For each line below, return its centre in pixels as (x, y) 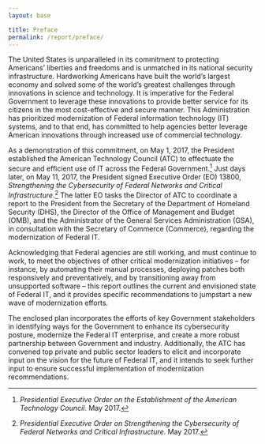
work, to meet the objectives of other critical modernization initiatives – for (129, 261)
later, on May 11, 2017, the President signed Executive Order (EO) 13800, (125, 177)
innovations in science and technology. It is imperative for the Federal (121, 93)
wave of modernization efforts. (58, 303)
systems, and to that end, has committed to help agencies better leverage (128, 126)
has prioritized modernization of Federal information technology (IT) (119, 119)
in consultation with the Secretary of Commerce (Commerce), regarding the (131, 228)
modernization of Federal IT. (54, 237)
